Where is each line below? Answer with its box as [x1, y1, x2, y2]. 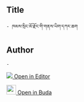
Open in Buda [17, 89, 52, 96]
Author [6, 45, 34, 56]
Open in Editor [13, 73, 50, 80]
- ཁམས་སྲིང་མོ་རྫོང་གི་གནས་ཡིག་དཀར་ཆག [6, 23, 78, 29]
